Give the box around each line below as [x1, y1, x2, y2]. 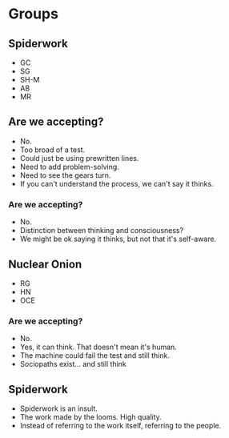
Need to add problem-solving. [19, 162, 120, 171]
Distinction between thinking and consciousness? [19, 226, 184, 235]
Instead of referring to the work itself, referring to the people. [19, 421, 222, 431]
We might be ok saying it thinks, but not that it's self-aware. [19, 234, 217, 244]
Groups [8, 5, 58, 23]
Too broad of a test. [19, 145, 86, 155]
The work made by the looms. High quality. [19, 412, 162, 422]
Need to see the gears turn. [19, 170, 111, 180]
